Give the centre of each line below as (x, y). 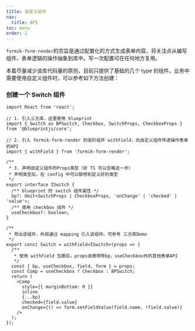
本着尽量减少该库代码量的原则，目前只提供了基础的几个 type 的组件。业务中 (98, 71)
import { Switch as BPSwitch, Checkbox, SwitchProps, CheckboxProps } (94, 124)
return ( (22, 277)
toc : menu (18, 28)
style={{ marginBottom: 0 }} (57, 287)
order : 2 (17, 34)
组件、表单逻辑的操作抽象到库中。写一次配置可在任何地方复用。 (83, 58)
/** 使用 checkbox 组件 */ (43, 208)
